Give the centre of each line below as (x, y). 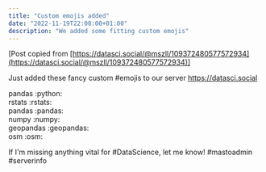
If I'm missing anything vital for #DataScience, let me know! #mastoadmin (131, 152)
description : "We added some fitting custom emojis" (99, 31)
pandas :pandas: (36, 111)
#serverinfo (27, 161)
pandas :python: (35, 94)
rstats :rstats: (30, 103)
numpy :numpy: (34, 120)
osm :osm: (26, 136)
